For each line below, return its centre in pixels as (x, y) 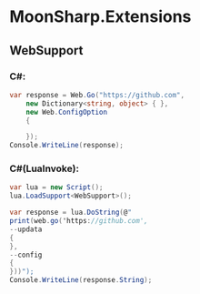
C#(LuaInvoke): (45, 168)
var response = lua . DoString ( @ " (70, 213)
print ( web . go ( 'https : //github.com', (79, 221)
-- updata (26, 229)
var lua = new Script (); (56, 188)
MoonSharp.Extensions (100, 17)
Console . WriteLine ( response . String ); (81, 280)
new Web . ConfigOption (66, 112)
